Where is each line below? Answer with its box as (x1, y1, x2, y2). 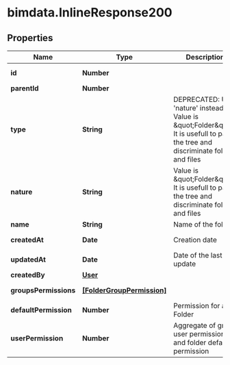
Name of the (173, 220, 214, 229)
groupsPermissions (10, 286, 76, 295)
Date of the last (173, 251, 222, 260)
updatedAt (10, 255, 47, 264)
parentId (10, 84, 39, 93)
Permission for (173, 301, 220, 310)
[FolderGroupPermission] (81, 286, 167, 295)
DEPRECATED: (173, 95, 220, 104)
